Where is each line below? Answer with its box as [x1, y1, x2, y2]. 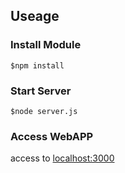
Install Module [10, 38, 82, 52]
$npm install [10, 60, 65, 71]
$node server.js [10, 106, 78, 116]
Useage [10, 8, 60, 25]
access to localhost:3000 [10, 152, 115, 164]
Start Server [10, 84, 72, 98]
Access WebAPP [10, 129, 94, 143]
